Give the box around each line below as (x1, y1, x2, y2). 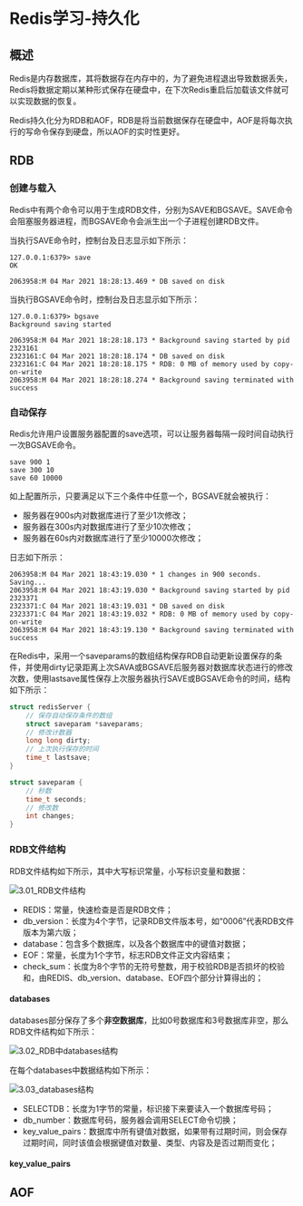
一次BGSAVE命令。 (9, 439, 82, 450)
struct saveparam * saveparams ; (25, 719, 144, 728)
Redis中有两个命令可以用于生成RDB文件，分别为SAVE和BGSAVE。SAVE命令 (9, 204, 293, 215)
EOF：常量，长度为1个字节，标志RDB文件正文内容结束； (22, 949, 233, 960)
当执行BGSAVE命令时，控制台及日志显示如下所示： (9, 294, 200, 305)
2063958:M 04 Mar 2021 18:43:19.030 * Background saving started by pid (9, 586, 290, 595)
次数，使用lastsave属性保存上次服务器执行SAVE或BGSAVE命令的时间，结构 (9, 673, 291, 684)
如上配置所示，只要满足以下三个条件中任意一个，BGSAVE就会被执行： (9, 491, 272, 501)
